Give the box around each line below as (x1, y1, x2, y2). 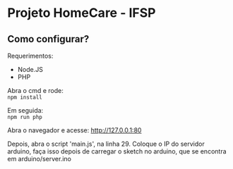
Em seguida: (7, 106, 44, 114)
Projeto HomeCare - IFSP (7, 5, 156, 21)
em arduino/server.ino (7, 155, 72, 163)
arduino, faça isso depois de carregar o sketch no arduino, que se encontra (7, 147, 227, 156)
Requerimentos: (7, 51, 54, 60)
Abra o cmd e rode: (7, 87, 64, 94)
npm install (7, 94, 42, 101)
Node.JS (17, 65, 44, 73)
